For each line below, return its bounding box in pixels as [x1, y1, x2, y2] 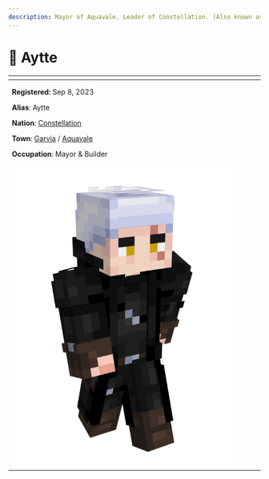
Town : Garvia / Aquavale [11, 134, 94, 143]
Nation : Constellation [11, 119, 82, 128]
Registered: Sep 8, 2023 [11, 87, 94, 97]
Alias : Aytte [11, 103, 50, 112]
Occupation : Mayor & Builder [11, 149, 108, 159]
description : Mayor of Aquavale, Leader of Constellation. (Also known [8, 13, 252, 21]
